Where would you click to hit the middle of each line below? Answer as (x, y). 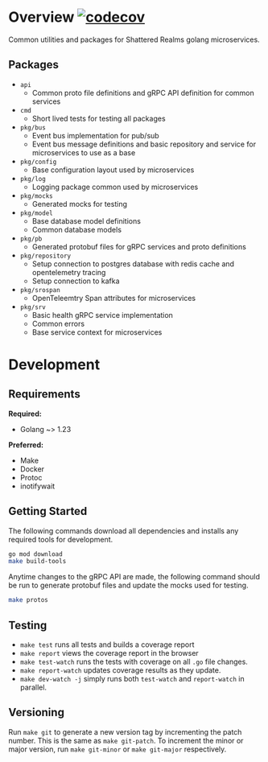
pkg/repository (45, 256)
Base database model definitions (86, 220)
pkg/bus (33, 128)
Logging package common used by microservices (115, 187)
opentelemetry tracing (69, 272)
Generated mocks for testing (79, 204)
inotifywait (37, 486)
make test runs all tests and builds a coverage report (107, 645)
